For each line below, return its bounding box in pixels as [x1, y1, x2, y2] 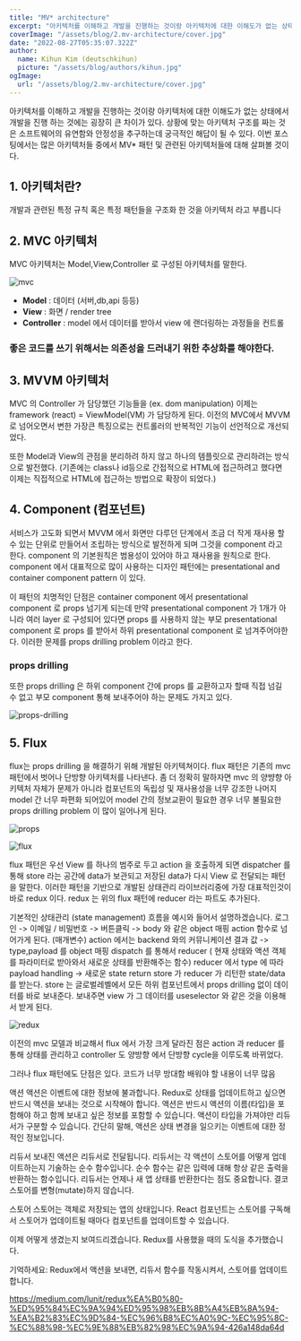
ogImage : [9, 72, 42, 81]
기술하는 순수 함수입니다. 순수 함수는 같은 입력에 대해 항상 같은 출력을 [47, 1162, 289, 1172]
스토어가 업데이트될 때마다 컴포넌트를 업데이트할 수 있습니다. [18, 1215, 230, 1225]
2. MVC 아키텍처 [9, 233, 98, 248]
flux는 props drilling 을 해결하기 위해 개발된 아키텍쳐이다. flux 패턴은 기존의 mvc [9, 760, 291, 771]
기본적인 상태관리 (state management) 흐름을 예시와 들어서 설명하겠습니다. [9, 912, 273, 922]
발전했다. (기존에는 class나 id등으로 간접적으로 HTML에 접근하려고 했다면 [25, 462, 283, 472]
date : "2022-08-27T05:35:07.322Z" [9, 38, 139, 48]
